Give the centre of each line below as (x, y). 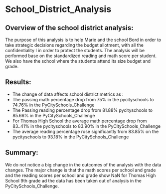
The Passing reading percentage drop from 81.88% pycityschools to (83, 110)
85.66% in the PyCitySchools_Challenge (54, 115)
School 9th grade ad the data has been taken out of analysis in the (74, 180)
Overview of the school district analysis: (69, 28)
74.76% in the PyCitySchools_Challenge (53, 105)
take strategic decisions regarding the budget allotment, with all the (74, 45)
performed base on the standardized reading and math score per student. (81, 56)
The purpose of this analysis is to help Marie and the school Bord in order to (83, 40)
